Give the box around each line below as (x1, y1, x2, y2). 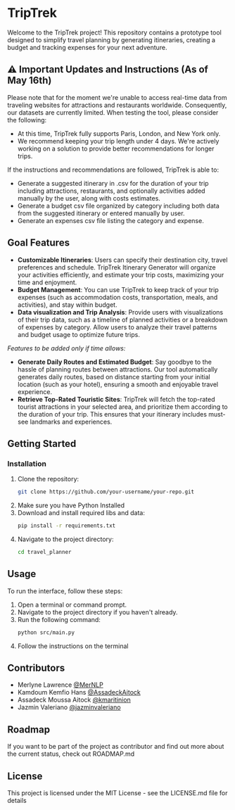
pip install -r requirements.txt (17, 522, 116, 529)
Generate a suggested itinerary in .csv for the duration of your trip (17, 179, 209, 187)
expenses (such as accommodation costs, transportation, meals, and (17, 293, 218, 301)
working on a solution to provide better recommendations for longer (17, 144, 215, 153)
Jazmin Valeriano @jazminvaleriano (17, 703, 121, 711)
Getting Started (7, 438, 77, 450)
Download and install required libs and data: (17, 509, 146, 517)
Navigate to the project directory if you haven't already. (17, 607, 178, 616)
